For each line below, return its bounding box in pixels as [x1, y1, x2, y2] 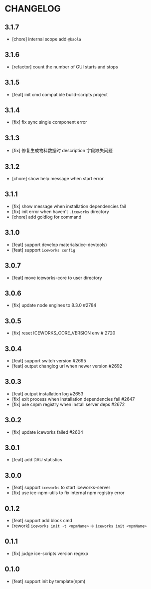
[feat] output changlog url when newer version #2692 [11, 363, 123, 369]
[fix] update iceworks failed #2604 [11, 429, 83, 435]
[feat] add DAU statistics [11, 457, 63, 463]
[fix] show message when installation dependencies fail [11, 203, 127, 209]
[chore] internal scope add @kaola [11, 36, 82, 42]
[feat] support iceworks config [11, 247, 76, 253]
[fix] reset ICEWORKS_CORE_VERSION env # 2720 [11, 330, 116, 336]
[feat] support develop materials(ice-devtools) [11, 242, 108, 248]
